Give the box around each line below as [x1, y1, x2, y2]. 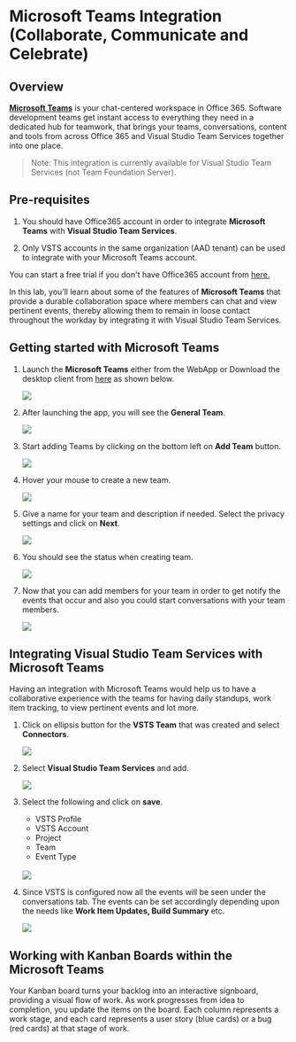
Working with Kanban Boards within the [9, 948, 232, 963]
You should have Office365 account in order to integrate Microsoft [21, 215, 266, 227]
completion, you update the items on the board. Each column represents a [9, 1004, 279, 1015]
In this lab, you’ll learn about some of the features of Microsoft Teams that [9, 286, 281, 297]
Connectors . [21, 729, 69, 740]
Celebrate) [9, 44, 89, 64]
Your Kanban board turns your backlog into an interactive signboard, [9, 985, 259, 996]
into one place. [9, 140, 64, 151]
